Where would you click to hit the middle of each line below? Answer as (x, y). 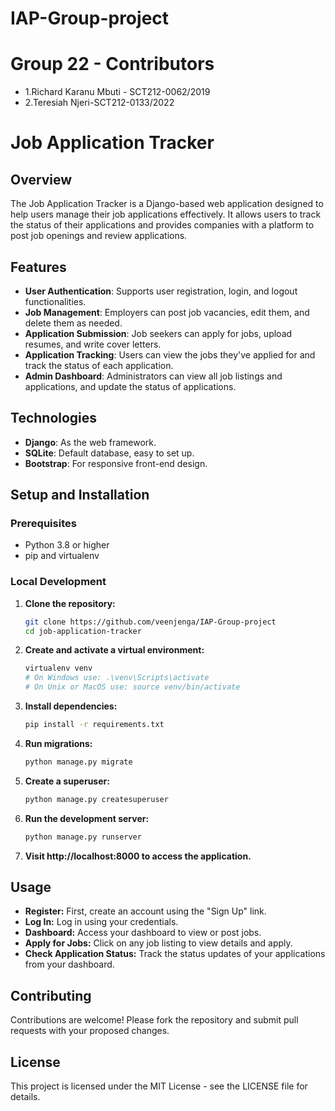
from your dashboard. (69, 964)
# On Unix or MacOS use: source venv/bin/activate (132, 687)
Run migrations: (58, 743)
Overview (41, 179)
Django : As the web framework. (90, 442)
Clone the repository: (70, 603)
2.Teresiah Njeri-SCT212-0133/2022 (99, 103)
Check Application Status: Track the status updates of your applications (175, 954)
